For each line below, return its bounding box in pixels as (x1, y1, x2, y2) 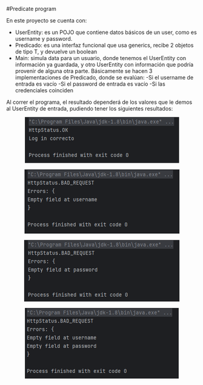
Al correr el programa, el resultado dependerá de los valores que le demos (6, 98, 193, 106)
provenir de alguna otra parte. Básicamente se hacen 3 (15, 67, 153, 75)
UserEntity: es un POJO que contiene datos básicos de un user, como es (15, 29, 197, 36)
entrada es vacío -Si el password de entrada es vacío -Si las (15, 80, 165, 87)
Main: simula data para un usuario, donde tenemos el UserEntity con (15, 55, 187, 61)
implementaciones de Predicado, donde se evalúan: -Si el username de (15, 74, 194, 81)
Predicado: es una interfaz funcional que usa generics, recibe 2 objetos (15, 42, 194, 49)
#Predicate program (6, 5, 56, 12)
